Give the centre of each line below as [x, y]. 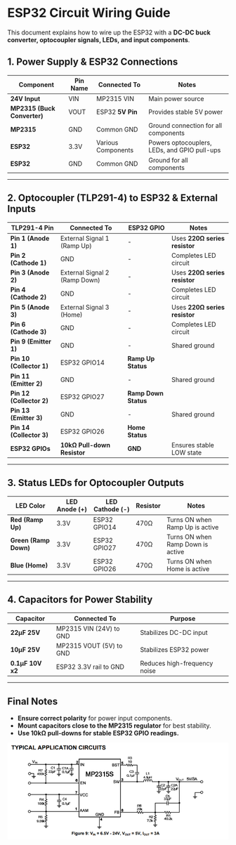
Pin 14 [20, 428]
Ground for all [168, 160]
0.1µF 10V [26, 663]
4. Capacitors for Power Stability [80, 600]
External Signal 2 [85, 273]
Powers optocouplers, [180, 143]
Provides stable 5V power [186, 112]
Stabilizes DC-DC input [174, 632]
